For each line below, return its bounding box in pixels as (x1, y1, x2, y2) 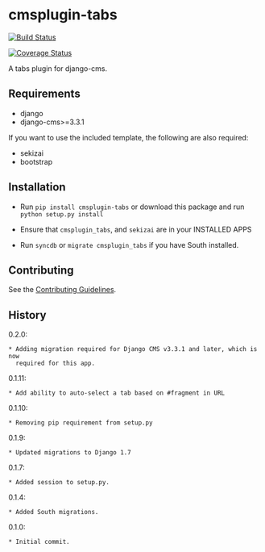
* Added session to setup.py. (8, 479, 110, 487)
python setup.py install (19, 210, 104, 219)
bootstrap (19, 157, 53, 166)
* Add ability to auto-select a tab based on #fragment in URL (8, 389, 226, 397)
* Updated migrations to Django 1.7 (8, 449, 131, 457)
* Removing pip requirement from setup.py (8, 419, 153, 427)
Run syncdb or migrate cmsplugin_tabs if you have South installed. (19, 240, 239, 249)
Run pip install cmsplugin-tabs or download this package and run (19, 202, 245, 211)
